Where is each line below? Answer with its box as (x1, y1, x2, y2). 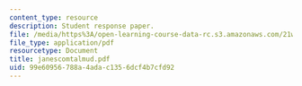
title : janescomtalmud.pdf (9, 55, 111, 64)
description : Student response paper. (9, 21, 155, 30)
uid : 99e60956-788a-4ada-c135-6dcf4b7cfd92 (9, 64, 175, 73)
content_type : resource (9, 13, 99, 22)
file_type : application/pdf (9, 38, 115, 47)
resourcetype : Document (9, 47, 99, 56)
